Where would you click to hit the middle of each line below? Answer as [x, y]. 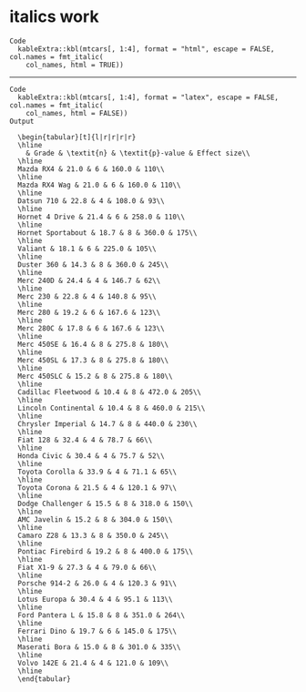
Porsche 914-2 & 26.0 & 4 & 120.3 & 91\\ [97, 583]
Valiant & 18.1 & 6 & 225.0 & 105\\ [87, 249]
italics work [54, 17]
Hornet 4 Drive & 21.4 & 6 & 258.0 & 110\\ [101, 217]
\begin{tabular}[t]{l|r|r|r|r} [77, 137]
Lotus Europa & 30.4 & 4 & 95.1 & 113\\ [95, 599]
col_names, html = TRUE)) [75, 65]
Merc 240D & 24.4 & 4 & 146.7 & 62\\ [89, 280]
